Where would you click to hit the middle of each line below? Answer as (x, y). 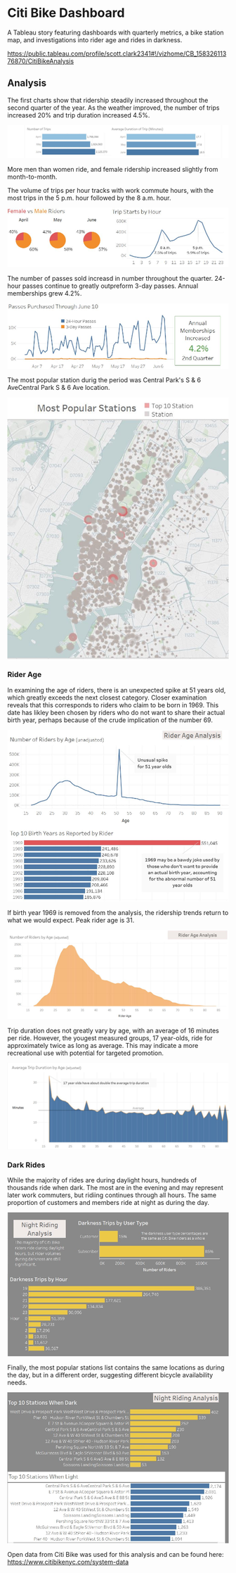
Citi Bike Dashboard (66, 13)
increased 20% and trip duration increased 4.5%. (79, 115)
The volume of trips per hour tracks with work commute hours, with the (111, 190)
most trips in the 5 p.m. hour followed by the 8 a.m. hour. (89, 198)
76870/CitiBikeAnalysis (41, 61)
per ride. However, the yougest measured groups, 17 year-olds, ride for (110, 1038)
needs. (17, 1383)
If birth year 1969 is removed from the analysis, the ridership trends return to (118, 913)
